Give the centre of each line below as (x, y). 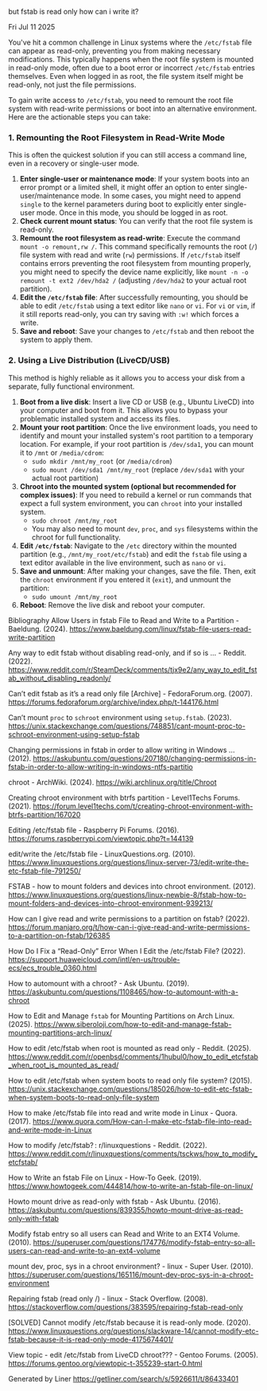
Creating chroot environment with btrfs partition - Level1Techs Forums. (124, 797)
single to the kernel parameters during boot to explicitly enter (121, 204)
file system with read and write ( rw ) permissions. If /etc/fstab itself (130, 255)
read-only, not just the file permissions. (72, 84)
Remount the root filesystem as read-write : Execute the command (130, 238)
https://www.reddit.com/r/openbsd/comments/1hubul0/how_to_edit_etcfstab (133, 1056)
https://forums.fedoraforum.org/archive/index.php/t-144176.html (114, 702)
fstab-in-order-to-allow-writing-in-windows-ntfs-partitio (101, 766)
